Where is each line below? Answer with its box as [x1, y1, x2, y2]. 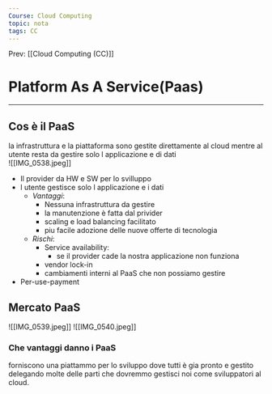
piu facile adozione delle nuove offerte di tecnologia [44, 226, 218, 235]
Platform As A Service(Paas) [8, 78, 204, 95]
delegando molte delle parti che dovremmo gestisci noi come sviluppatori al [8, 369, 261, 379]
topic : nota [8, 19, 49, 28]
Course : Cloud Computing [8, 11, 92, 20]
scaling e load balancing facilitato [44, 217, 156, 227]
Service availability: [44, 243, 109, 252]
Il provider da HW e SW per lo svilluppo [19, 174, 152, 184]
